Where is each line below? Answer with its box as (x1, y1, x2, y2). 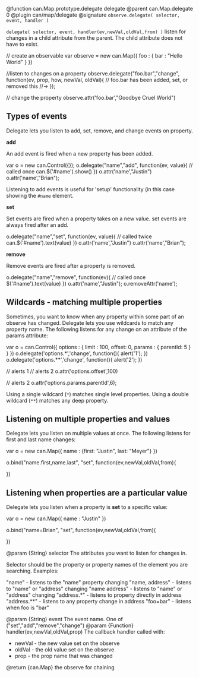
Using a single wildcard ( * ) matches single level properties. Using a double (6, 390, 189, 397)
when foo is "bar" (6, 604, 49, 611)
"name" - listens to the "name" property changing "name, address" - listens (6, 579, 192, 586)
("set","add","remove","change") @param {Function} (6, 622, 134, 629)
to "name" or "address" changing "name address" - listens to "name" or (6, 585, 182, 593)
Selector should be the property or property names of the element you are (6, 561, 188, 568)
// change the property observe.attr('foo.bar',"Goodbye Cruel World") (6, 94, 176, 101)
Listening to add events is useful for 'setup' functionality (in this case (6, 185, 175, 192)
